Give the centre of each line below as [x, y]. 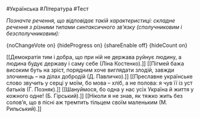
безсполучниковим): [33, 33]
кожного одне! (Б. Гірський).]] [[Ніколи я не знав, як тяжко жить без [95, 96]
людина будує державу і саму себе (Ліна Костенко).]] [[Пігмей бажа [95, 64]
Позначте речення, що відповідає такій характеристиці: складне [91, 20]
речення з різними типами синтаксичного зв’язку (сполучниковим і [94, 27]
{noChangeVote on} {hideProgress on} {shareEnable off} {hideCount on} [97, 45]
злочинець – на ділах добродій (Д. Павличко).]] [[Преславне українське [99, 76]
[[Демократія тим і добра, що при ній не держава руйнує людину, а [94, 57]
